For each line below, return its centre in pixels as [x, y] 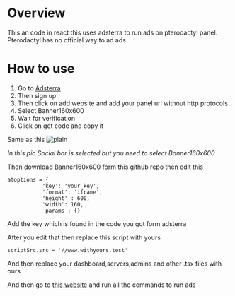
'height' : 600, [66, 198]
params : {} [63, 211]
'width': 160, [63, 204]
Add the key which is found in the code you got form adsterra [97, 223]
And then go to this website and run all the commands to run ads [102, 285]
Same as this [26, 139]
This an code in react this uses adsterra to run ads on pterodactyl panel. [113, 32]
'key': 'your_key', [71, 186]
